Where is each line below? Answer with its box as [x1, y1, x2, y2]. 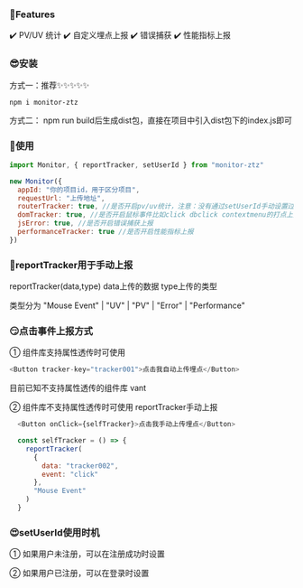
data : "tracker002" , [41, 461, 119, 471]
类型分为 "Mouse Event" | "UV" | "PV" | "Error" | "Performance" [9, 300, 245, 311]
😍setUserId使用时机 [9, 526, 101, 538]
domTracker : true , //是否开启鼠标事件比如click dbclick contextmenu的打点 [17, 210, 287, 219]
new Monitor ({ [9, 176, 63, 186]
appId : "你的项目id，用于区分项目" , [17, 185, 141, 194]
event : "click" [41, 470, 99, 479]
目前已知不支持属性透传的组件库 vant [9, 383, 147, 394]
